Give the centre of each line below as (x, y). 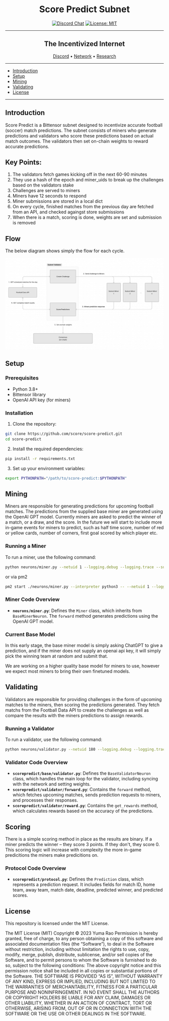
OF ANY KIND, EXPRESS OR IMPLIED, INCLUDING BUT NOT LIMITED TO (80, 982)
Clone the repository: (34, 424)
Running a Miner (26, 546)
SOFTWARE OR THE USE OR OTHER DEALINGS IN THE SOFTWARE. (76, 1014)
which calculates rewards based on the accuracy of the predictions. (83, 811)
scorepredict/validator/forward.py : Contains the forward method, (82, 790)
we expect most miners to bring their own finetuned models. (68, 671)
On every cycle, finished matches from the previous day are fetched (83, 207)
